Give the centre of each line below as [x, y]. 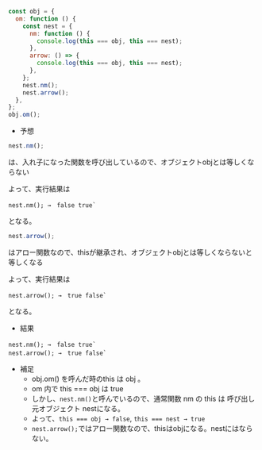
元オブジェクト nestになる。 [78, 408]
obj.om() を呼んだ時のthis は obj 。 [88, 379]
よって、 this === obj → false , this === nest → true [118, 418]
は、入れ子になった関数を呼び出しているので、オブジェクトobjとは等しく [128, 162]
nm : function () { [60, 33]
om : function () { [46, 19]
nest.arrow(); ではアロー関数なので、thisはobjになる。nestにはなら [142, 428]
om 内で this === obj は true [77, 388]
